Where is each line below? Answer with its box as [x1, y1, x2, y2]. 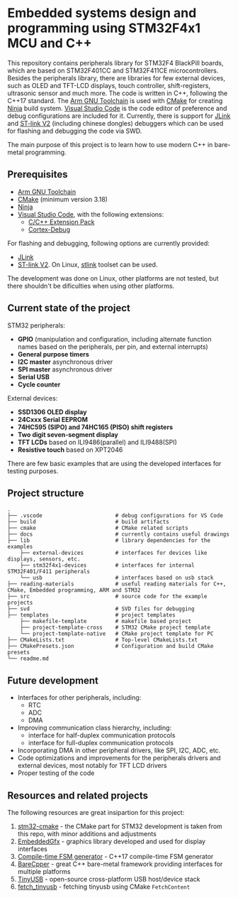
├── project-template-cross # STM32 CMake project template [20, 624, 211, 632]
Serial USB [17, 372, 50, 381]
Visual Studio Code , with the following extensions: [17, 210, 164, 218]
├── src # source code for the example [7, 593, 208, 600]
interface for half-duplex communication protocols [28, 731, 176, 740]
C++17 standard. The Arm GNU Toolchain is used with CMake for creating [7, 96, 223, 104]
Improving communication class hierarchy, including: [17, 723, 172, 732]
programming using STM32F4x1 [7, 20, 200, 36]
